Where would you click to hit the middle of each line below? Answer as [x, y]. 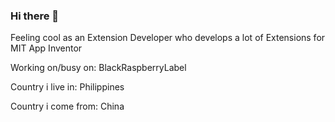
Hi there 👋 [35, 16]
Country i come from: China [67, 106]
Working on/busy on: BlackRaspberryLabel [98, 68]
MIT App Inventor [46, 48]
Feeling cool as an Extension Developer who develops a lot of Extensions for [168, 38]
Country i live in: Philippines [67, 87]
